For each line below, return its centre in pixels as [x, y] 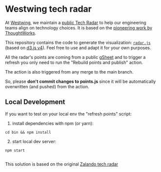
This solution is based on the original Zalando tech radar [62, 164]
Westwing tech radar [48, 9]
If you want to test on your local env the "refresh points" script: [68, 114]
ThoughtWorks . [21, 33]
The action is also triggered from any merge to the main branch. [69, 72]
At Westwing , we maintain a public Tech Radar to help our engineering [76, 23]
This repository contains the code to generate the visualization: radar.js [78, 42]
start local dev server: [34, 141]
